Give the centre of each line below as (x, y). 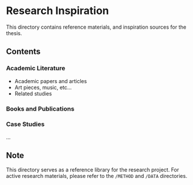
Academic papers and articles (51, 81)
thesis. (14, 33)
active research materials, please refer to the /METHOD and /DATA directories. (97, 176)
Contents (23, 52)
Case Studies (25, 124)
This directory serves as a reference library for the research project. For (93, 169)
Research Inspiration (58, 11)
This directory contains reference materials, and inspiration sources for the (96, 27)
